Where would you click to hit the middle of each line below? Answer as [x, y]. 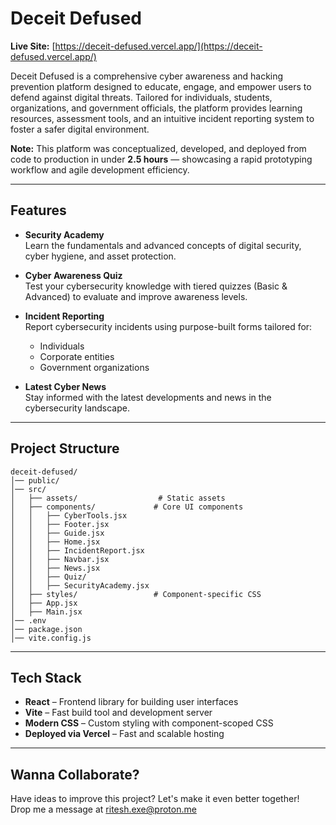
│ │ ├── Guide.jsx [57, 533]
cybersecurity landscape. [77, 408]
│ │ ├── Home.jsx [55, 542]
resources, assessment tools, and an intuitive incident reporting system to [162, 118]
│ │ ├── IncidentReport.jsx [77, 550]
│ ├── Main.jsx [46, 612]
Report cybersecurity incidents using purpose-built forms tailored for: [168, 326]
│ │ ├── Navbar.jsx [60, 559]
